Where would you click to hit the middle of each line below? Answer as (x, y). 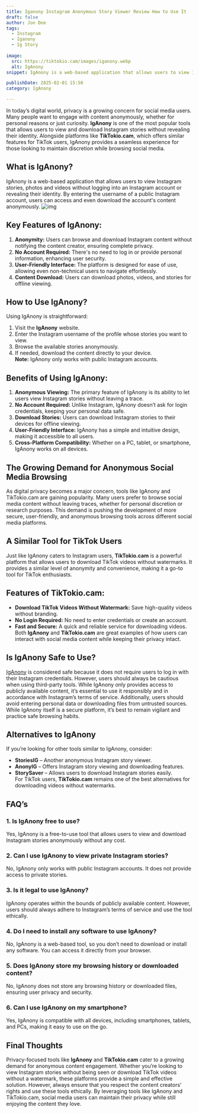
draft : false (22, 17)
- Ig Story (25, 45)
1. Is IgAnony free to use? (43, 821)
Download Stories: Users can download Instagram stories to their (95, 417)
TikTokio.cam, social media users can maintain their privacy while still (91, 1098)
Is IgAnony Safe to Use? (51, 658)
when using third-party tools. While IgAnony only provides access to (90, 684)
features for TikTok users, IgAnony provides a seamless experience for (92, 142)
